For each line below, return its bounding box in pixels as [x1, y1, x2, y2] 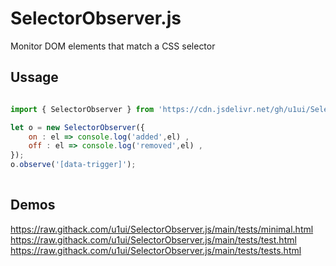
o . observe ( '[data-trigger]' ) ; [10, 160, 137, 170]
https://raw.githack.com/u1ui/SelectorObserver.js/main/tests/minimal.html [10, 223, 314, 235]
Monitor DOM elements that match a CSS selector [10, 40, 216, 52]
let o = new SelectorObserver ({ [10, 122, 145, 132]
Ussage [10, 69, 59, 86]
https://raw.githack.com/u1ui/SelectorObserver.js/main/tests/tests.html [10, 244, 302, 256]
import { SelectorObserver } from [10, 104, 155, 114]
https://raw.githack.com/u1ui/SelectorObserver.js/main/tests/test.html [10, 233, 297, 246]
